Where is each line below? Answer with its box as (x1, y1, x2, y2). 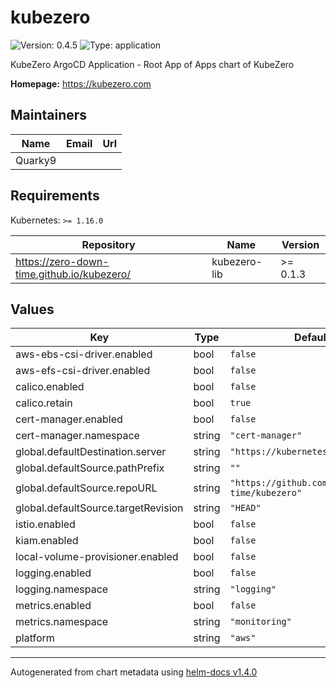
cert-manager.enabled (15, 412, 123, 426)
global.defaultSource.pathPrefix (15, 461, 165, 475)
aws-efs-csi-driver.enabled (15, 364, 151, 378)
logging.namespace (15, 582, 109, 596)
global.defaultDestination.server (15, 445, 167, 459)
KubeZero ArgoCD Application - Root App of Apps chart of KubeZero (10, 58, 295, 70)
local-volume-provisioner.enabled (15, 550, 179, 564)
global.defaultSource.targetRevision (15, 501, 184, 515)
